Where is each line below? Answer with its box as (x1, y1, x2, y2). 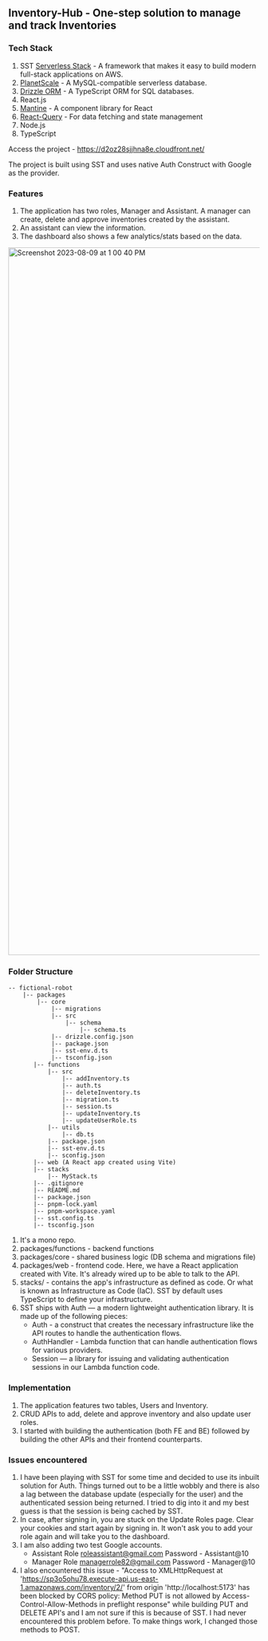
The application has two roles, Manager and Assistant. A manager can (19, 206, 251, 215)
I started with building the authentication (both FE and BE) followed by (19, 1426, 250, 1435)
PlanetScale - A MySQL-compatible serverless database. (19, 77, 207, 87)
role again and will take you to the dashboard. (19, 1531, 170, 1541)
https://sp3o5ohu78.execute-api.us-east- (22, 1574, 159, 1584)
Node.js (19, 120, 46, 130)
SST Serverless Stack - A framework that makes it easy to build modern (19, 61, 257, 70)
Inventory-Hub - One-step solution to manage (8, 6, 242, 20)
